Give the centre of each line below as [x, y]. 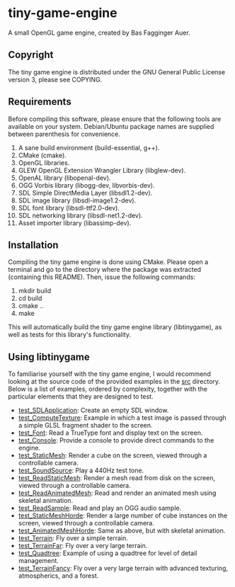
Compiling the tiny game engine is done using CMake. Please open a [108, 262]
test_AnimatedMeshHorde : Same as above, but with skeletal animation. [122, 531]
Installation [33, 245]
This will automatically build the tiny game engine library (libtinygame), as [115, 327]
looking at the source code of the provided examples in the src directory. [114, 382]
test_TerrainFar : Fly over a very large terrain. [83, 546]
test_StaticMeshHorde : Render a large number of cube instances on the [123, 515]
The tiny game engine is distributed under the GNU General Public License [117, 72]
